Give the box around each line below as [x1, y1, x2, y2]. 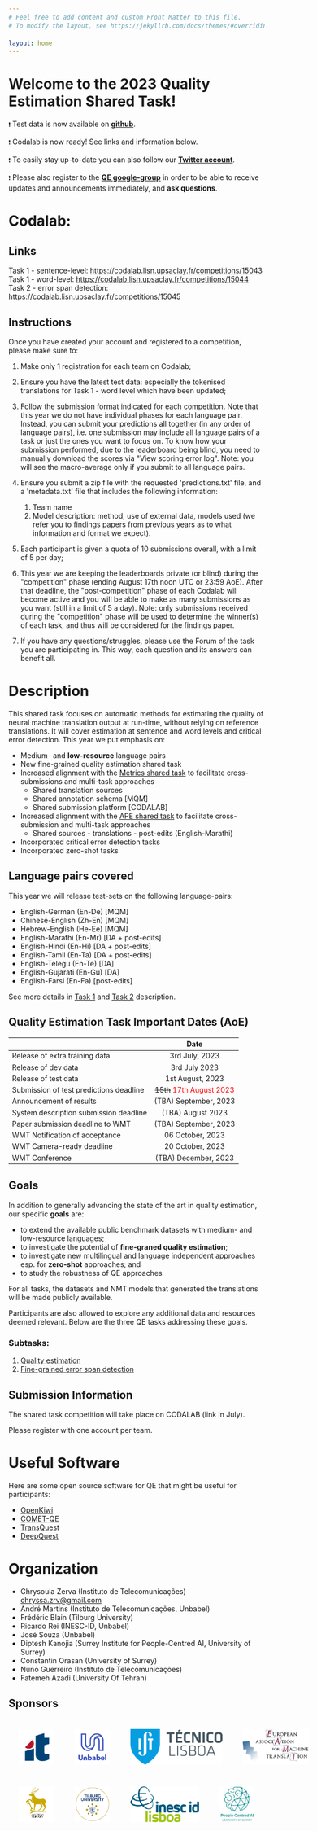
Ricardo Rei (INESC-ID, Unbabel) [20, 1621, 130, 1631]
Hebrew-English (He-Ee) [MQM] [20, 924, 128, 934]
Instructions [8, 315, 72, 329]
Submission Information [8, 1388, 133, 1402]
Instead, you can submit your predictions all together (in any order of [20, 419, 251, 428]
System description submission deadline [11, 1107, 148, 1117]
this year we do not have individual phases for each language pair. [20, 410, 242, 419]
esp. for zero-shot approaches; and [20, 1259, 141, 1269]
